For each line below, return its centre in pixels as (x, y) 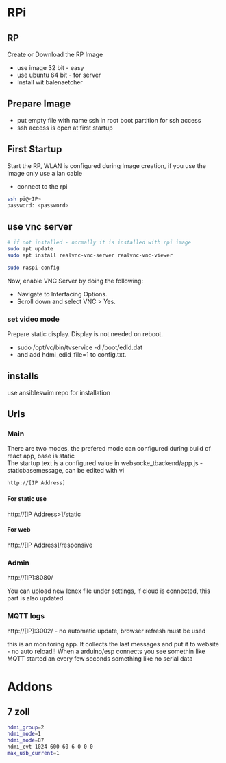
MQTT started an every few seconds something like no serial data (100, 659)
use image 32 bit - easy (50, 68)
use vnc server (40, 227)
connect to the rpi (42, 186)
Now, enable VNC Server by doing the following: (75, 281)
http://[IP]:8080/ (30, 578)
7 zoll (19, 712)
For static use (27, 498)
